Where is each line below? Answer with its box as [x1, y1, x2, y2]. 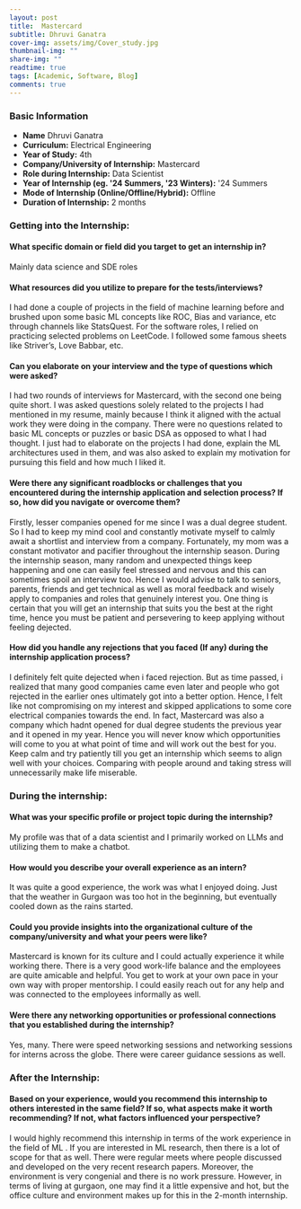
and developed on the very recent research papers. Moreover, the [9, 1160, 254, 1172]
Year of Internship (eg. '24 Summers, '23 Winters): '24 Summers [22, 177, 268, 189]
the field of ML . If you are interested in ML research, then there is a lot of [9, 1142, 280, 1152]
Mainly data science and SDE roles [9, 261, 138, 272]
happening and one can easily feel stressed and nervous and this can [9, 564, 267, 575]
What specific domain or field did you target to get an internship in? [9, 242, 267, 252]
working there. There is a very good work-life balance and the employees [9, 960, 281, 971]
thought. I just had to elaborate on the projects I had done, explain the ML [9, 437, 281, 449]
